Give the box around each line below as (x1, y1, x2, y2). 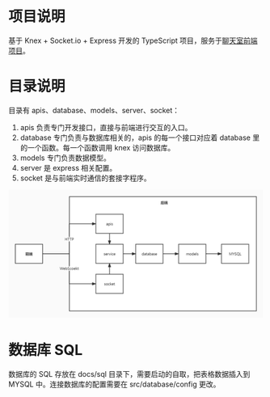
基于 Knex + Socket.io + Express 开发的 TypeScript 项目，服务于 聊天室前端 (8, 36, 258, 45)
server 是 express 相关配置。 (19, 163, 117, 172)
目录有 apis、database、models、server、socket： (8, 105, 180, 115)
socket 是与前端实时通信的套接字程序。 (19, 173, 151, 183)
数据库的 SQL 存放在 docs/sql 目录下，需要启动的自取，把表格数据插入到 (8, 369, 251, 378)
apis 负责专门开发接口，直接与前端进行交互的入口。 (19, 122, 192, 132)
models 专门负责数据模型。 (19, 153, 111, 163)
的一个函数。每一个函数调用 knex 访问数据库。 (19, 142, 175, 152)
